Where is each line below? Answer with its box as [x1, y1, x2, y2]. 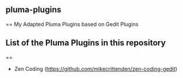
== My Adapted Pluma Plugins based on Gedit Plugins [5, 20, 139, 27]
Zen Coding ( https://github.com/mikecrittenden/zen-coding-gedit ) [14, 65, 178, 72]
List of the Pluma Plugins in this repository [5, 38, 166, 48]
